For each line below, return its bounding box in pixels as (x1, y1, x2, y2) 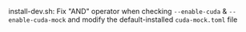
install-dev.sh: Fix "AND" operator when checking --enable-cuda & (8, 7, 228, 16)
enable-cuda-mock (8, 16, 67, 24)
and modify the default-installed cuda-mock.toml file (67, 15, 238, 24)
